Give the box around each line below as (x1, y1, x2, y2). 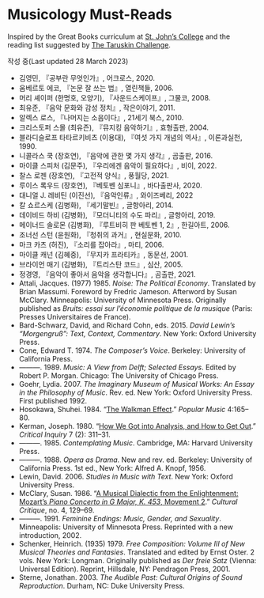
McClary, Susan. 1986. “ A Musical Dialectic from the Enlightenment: (18, 488, 239, 498)
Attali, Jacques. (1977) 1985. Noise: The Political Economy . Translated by (18, 278, 256, 288)
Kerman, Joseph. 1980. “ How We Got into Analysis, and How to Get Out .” (18, 421, 256, 430)
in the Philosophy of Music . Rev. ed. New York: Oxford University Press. (18, 388, 253, 397)
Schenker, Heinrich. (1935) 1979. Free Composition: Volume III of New (18, 539, 246, 548)
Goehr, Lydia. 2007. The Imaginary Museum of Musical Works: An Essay (18, 379, 255, 388)
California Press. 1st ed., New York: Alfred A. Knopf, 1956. (18, 463, 206, 472)
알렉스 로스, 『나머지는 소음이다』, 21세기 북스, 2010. (18, 112, 184, 122)
